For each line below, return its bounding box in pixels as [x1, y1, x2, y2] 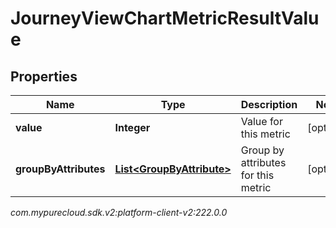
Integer [114, 121, 151, 134]
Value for [240, 115, 283, 128]
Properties [10, 68, 78, 85]
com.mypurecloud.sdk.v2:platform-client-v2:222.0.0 [10, 207, 228, 218]
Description [240, 98, 298, 111]
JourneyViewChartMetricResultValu [10, 7, 320, 30]
